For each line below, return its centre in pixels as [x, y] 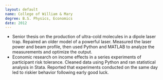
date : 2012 [16, 23]
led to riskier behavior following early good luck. [60, 72]
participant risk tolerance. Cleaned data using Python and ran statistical [84, 62]
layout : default [21, 9]
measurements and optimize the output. [52, 52]
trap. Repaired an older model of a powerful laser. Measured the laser [82, 42]
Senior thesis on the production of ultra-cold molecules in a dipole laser [84, 37]
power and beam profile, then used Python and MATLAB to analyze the [83, 47]
